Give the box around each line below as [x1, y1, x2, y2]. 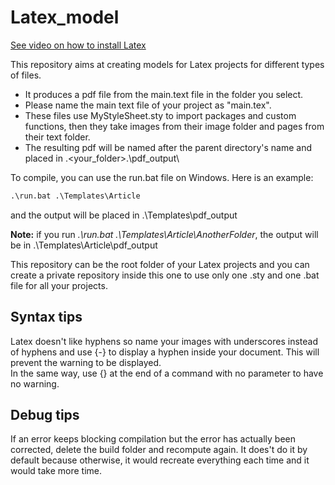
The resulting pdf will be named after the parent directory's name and [24, 141, 312, 153]
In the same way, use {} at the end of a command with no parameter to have [10, 367, 324, 379]
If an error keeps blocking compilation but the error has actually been [10, 433, 296, 445]
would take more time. [10, 465, 102, 477]
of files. [10, 69, 42, 81]
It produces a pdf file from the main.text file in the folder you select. [24, 88, 304, 100]
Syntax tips [10, 309, 83, 326]
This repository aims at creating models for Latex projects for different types [10, 58, 325, 70]
